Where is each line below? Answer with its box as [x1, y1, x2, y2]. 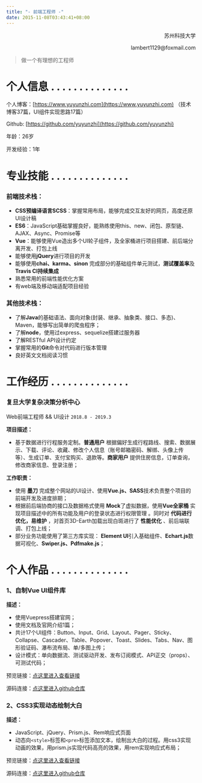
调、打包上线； [14, 525, 52, 532]
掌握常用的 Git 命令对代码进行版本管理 [14, 344, 107, 351]
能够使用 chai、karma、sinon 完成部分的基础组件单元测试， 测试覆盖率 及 [14, 260, 195, 267]
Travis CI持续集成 [14, 267, 59, 275]
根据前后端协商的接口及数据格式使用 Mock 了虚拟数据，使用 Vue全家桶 [14, 502, 189, 509]
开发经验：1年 [6, 145, 40, 153]
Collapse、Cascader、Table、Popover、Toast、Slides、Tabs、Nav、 [14, 636, 188, 644]
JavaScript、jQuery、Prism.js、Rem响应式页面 [14, 729, 131, 737]
